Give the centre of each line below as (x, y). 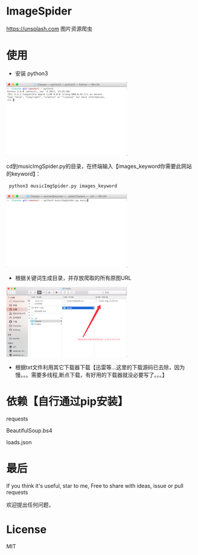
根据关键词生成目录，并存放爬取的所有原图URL (73, 277)
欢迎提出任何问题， (30, 505)
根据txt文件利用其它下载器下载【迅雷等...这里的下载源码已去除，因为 (100, 367)
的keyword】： (24, 173)
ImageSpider (39, 11)
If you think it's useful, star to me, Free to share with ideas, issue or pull (95, 485)
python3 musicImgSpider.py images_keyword (63, 186)
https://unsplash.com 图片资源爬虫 (49, 28)
